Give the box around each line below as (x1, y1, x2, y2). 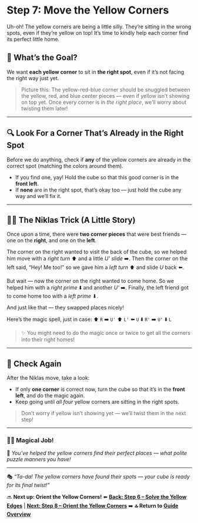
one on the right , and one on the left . (6, 237, 96, 244)
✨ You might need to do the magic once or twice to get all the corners (21, 330, 190, 337)
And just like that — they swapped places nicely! (6, 304, 125, 311)
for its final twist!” (6, 482, 50, 489)
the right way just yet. (6, 74, 59, 81)
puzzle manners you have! (6, 456, 71, 463)
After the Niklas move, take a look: (6, 374, 90, 381)
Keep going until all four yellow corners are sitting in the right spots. (15, 399, 180, 406)
